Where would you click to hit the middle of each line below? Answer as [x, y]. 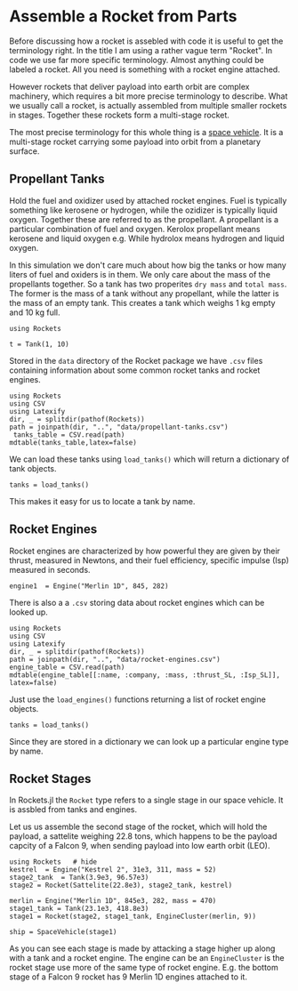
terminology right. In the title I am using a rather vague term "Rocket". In [141, 50]
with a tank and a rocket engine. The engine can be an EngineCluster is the [147, 958]
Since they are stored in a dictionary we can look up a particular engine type [149, 741]
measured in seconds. [50, 569]
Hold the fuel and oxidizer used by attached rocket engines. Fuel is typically [148, 200]
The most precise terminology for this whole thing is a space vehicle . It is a [146, 132]
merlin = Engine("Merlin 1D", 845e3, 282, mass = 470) [113, 901]
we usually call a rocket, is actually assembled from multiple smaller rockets [148, 105]
